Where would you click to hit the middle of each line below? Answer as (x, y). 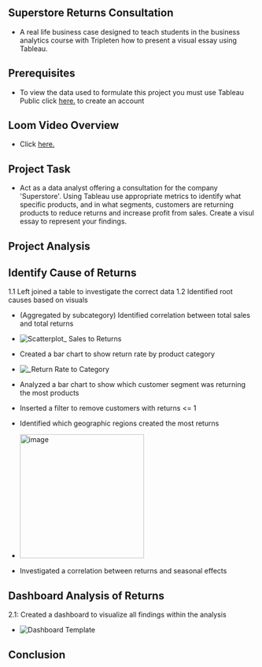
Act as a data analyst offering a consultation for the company (118, 188)
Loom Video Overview (64, 125)
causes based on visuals (48, 300)
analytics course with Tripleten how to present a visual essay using (128, 40)
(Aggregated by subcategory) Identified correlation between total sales (135, 315)
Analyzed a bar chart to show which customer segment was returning (133, 385)
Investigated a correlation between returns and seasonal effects (123, 571)
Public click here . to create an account (82, 101)
